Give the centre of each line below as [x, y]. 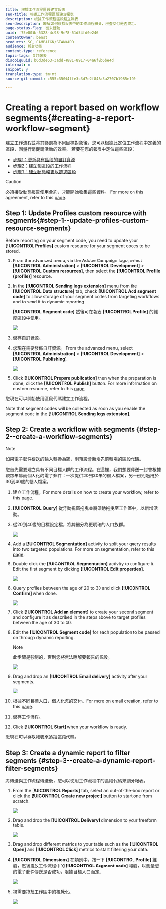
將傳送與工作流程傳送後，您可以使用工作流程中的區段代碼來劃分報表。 [77, 781]
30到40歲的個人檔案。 [28, 482]
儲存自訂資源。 [28, 338]
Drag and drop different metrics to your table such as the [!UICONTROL [85, 844]
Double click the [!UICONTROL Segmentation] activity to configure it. [83, 564]
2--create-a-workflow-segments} [59, 437]
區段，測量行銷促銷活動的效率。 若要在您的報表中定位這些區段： [71, 149]
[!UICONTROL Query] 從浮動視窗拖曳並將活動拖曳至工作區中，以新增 [83, 508]
